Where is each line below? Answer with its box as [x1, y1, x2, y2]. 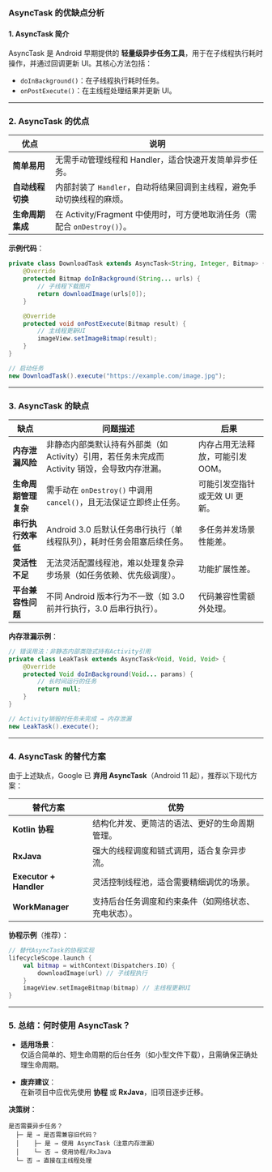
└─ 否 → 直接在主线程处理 [15, 1157, 92, 1165]
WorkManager [12, 901, 70, 913]
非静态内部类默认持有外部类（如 [45, 438, 168, 450]
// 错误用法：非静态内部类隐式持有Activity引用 [8, 647, 151, 656]
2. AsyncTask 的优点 [8, 116, 90, 127]
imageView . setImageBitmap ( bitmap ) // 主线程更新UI [23, 984, 192, 992]
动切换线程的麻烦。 [55, 194, 129, 205]
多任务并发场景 [198, 524, 256, 535]
